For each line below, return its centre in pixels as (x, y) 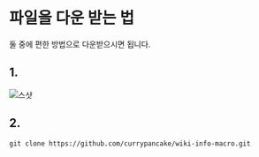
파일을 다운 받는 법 (72, 18)
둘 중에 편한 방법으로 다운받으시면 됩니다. (80, 44)
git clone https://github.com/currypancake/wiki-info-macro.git (130, 143)
